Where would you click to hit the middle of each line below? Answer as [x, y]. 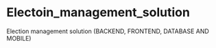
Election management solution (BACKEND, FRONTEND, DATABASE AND [108, 31]
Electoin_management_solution [98, 13]
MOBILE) [19, 38]
